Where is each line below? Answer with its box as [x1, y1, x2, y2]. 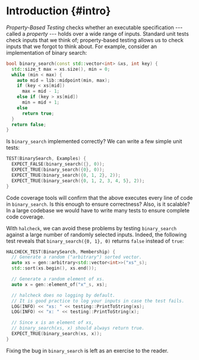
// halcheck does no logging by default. [11, 292, 116, 298]
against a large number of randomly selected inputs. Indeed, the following [6, 231, 187, 238]
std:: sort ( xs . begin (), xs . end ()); [11, 265, 97, 271]
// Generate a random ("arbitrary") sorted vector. [11, 254, 143, 260]
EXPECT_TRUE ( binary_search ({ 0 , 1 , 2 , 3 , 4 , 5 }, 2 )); [11, 177, 145, 184]
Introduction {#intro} [6, 4, 111, 18]
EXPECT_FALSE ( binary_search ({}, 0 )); [11, 161, 105, 167]
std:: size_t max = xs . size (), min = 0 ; [11, 66, 110, 72]
